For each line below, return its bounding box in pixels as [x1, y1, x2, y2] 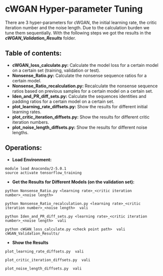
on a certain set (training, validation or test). [12, 67, 101, 73]
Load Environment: [12, 157, 52, 162]
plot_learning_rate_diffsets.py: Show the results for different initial [12, 103, 148, 109]
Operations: [5, 144, 42, 152]
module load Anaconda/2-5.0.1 [5, 166, 67, 171]
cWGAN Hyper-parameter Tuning [5, 3, 143, 15]
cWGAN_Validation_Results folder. [5, 35, 77, 41]
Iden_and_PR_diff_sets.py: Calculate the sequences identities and [12, 93, 146, 99]
